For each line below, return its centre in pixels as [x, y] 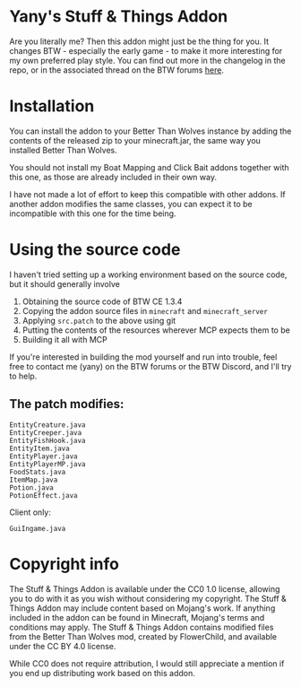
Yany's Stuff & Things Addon [119, 17]
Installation [52, 106]
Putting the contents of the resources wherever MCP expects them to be [156, 330]
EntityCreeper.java [46, 432]
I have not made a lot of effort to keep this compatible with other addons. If [147, 194]
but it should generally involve [65, 283]
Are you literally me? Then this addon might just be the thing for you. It [139, 41]
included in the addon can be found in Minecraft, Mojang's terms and [137, 617]
